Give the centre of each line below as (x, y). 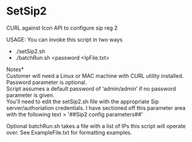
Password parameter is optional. (47, 82)
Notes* (15, 69)
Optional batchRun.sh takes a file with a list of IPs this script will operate (96, 126)
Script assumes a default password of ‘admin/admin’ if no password (91, 88)
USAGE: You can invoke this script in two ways (65, 39)
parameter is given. (30, 95)
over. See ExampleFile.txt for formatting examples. (69, 132)
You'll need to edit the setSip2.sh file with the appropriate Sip (83, 102)
